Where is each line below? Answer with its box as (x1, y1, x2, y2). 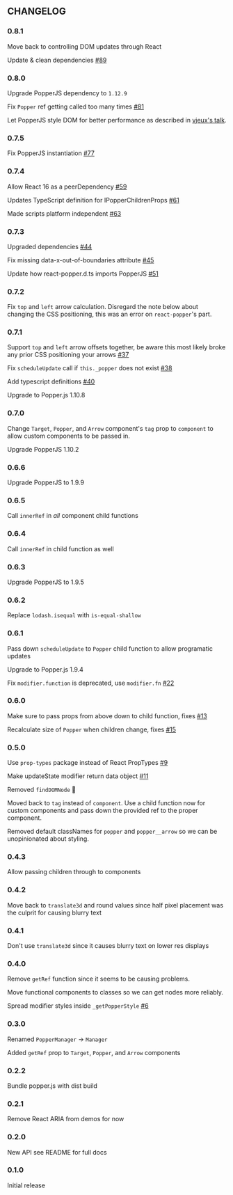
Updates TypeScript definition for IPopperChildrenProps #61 (7, 196, 179, 204)
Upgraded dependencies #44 (7, 242, 93, 251)
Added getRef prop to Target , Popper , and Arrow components (7, 1048, 181, 1056)
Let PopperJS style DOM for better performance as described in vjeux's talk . (7, 116, 227, 124)
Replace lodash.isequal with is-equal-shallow (7, 611, 141, 619)
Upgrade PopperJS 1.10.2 (7, 445, 79, 453)
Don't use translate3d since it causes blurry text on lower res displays (7, 942, 209, 950)
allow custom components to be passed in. (7, 432, 131, 440)
